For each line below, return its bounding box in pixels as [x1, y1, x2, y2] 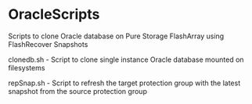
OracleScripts [8, 5, 100, 23]
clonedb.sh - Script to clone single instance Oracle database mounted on [8, 55, 244, 64]
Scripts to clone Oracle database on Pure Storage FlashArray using [8, 31, 225, 41]
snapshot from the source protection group [8, 86, 147, 95]
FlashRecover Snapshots [8, 39, 88, 48]
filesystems [8, 63, 45, 72]
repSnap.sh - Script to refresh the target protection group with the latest [8, 78, 241, 88]
